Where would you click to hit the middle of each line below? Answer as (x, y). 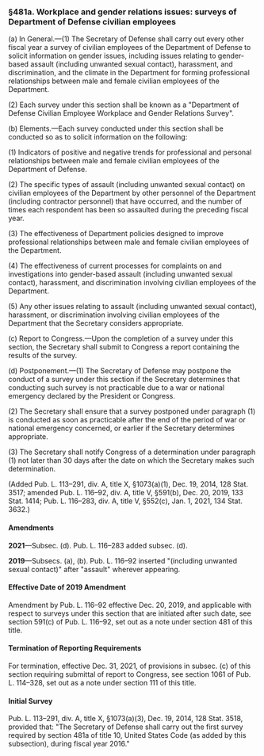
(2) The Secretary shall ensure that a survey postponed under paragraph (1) (132, 411)
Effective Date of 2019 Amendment (67, 587)
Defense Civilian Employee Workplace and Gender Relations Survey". (121, 113)
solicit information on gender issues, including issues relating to (112, 56)
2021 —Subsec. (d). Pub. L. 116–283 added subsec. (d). (98, 545)
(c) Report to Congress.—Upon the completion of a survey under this (121, 338)
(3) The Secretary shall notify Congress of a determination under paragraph (132, 452)
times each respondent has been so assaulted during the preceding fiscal (128, 210)
